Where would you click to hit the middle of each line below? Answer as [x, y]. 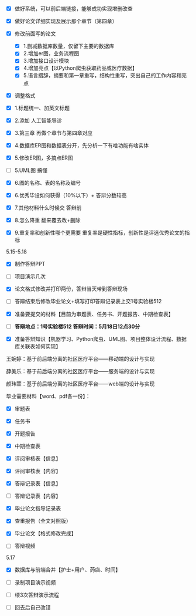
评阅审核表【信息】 [38, 458]
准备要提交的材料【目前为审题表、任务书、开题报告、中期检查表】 [94, 314]
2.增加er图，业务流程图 [51, 53]
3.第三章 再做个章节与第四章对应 [54, 133]
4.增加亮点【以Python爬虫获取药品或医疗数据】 [80, 68]
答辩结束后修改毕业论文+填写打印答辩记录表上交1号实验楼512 [88, 302]
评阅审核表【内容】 [38, 471]
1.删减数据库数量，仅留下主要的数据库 [69, 46]
